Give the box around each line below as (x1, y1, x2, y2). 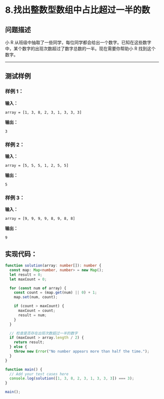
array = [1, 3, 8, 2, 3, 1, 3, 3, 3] (5, 110, 82, 115)
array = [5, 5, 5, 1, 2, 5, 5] (5, 163, 69, 168)
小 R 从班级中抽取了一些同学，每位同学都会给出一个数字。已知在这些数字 (5, 40, 151, 45)
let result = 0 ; (9, 272, 42, 277)
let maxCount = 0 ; (9, 277, 47, 282)
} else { (9, 345, 27, 349)
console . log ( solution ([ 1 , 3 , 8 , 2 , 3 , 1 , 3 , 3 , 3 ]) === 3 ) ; (9, 376, 134, 381)
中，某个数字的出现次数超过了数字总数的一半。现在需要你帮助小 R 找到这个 (5, 46, 156, 52)
